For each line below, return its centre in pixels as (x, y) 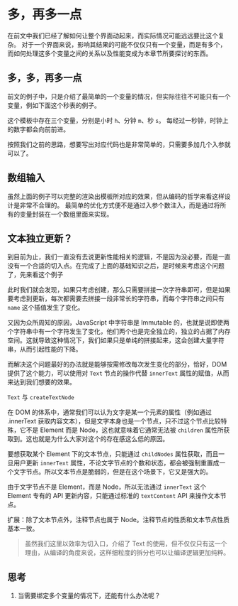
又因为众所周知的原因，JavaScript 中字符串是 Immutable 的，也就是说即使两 (119, 323)
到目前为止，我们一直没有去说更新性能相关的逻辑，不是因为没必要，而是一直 (119, 257)
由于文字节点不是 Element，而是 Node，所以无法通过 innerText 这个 (107, 487)
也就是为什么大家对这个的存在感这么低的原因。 (100, 439)
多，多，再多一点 (45, 78)
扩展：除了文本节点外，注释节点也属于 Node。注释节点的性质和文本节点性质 (119, 520)
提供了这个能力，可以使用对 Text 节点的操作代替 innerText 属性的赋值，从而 (118, 373)
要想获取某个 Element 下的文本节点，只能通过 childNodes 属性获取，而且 (113, 454)
